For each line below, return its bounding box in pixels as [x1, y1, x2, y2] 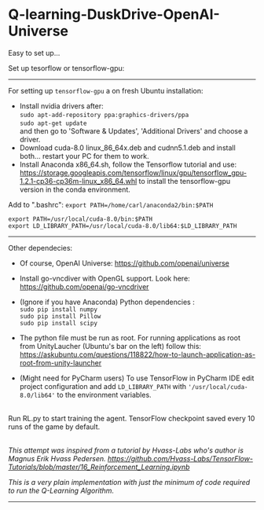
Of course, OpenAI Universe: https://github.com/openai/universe [19, 258, 229, 268]
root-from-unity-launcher [19, 358, 102, 367]
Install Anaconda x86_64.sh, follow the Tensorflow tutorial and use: [19, 160, 237, 169]
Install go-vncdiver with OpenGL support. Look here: [19, 273, 190, 283]
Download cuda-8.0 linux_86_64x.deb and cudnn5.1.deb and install [19, 143, 236, 152]
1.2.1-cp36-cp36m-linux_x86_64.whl [19, 176, 137, 185]
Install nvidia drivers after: [19, 101, 104, 111]
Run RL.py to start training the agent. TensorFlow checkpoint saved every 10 [8, 413, 255, 423]
